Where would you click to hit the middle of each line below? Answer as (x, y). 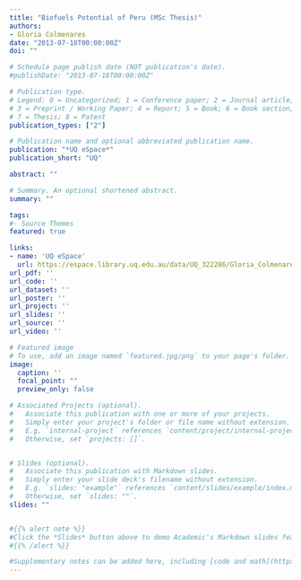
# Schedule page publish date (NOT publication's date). (118, 67)
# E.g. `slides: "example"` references (88, 488)
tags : (19, 215)
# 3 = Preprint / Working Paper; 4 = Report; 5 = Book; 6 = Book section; (152, 109)
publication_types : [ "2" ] (57, 125)
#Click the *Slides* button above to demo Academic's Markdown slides (144, 537)
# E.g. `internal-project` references (86, 431)
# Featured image (42, 347)
